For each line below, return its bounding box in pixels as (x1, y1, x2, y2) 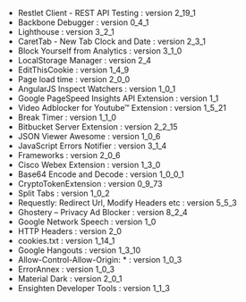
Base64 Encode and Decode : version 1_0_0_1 (17, 169, 185, 180)
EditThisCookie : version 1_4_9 (17, 64, 130, 75)
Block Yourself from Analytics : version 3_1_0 (17, 46, 182, 56)
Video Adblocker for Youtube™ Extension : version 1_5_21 (17, 103, 226, 113)
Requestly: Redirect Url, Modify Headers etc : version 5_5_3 (17, 197, 237, 208)
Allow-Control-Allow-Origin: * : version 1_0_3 (17, 255, 182, 264)
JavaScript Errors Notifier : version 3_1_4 (17, 140, 167, 151)
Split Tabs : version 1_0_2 (17, 188, 110, 198)
